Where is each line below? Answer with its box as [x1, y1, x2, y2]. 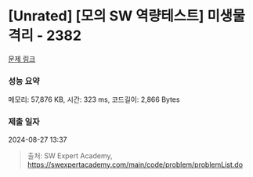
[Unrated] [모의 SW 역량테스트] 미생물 [8, 7, 245, 25]
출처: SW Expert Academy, [27, 150, 113, 161]
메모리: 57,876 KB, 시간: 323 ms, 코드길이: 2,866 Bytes [8, 95, 180, 104]
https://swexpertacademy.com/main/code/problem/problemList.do [27, 160, 244, 169]
